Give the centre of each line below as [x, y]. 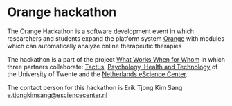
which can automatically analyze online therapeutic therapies [95, 46]
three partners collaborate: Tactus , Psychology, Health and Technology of [113, 67]
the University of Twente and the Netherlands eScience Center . [98, 74]
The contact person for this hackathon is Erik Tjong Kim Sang [95, 87]
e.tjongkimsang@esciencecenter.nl [57, 95]
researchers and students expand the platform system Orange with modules [116, 38]
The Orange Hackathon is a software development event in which [100, 31]
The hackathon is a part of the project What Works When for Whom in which [116, 59]
